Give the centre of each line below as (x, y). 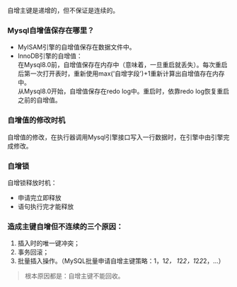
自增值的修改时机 (36, 120)
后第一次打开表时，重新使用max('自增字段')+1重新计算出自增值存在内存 (121, 74)
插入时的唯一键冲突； (48, 243)
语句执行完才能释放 (46, 206)
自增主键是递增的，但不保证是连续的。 (63, 10)
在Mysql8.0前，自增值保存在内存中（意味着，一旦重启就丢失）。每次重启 (122, 65)
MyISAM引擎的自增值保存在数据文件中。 (76, 47)
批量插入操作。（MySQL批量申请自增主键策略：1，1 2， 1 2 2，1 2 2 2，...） (121, 261)
